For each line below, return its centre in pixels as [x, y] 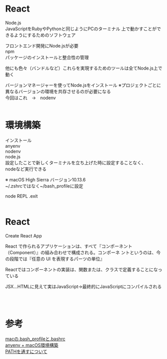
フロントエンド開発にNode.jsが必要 [42, 45]
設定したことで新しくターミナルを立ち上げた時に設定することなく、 [76, 162]
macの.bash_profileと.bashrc [35, 339]
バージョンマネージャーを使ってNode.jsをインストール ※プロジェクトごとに [83, 85]
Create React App [24, 235]
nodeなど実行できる [26, 169]
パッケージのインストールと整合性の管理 [47, 57]
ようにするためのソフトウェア [45, 35]
